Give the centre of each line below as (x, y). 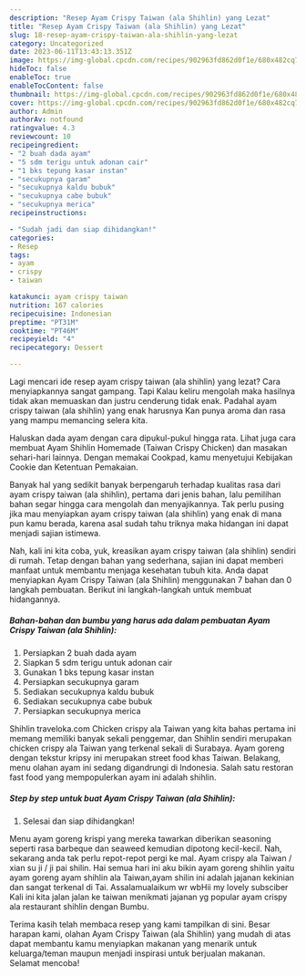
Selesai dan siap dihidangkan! (78, 821)
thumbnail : (30, 94)
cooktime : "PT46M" (44, 331)
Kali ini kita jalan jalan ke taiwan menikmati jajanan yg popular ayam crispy (148, 897)
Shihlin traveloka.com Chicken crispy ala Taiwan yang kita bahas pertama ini (153, 728)
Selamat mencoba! (45, 962)
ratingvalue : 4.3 (42, 129)
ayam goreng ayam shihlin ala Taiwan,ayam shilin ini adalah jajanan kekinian (152, 877)
